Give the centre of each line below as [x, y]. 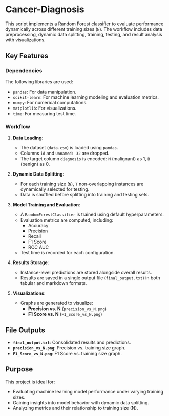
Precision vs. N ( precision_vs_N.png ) [67, 309]
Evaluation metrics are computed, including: [67, 220]
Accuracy [38, 225]
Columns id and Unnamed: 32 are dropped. [65, 153]
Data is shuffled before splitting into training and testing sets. [85, 194]
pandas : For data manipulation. [45, 92]
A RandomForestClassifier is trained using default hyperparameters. [92, 214]
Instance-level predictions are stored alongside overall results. [86, 272]
